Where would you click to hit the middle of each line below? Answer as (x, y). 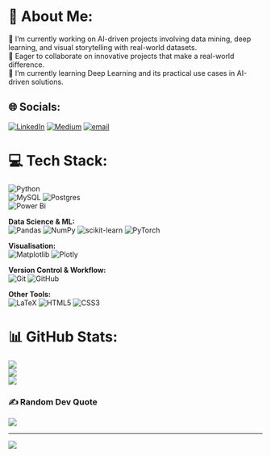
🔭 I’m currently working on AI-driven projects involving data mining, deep (130, 39)
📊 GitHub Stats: (63, 336)
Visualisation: (32, 245)
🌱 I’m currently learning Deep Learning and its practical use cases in (122, 73)
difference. (27, 65)
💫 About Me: (51, 17)
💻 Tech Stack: (58, 160)
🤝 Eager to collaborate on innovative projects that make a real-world (121, 56)
